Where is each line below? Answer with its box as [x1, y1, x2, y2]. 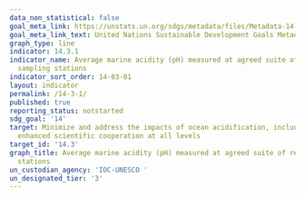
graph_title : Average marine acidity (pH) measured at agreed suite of [9, 148, 286, 157]
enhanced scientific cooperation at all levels [17, 132, 202, 141]
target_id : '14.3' [9, 140, 79, 149]
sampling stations [17, 64, 88, 74]
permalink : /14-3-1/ [9, 89, 88, 98]
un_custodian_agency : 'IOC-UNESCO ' [9, 165, 148, 174]
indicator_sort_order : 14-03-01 [9, 73, 132, 82]
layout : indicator [9, 81, 79, 90]
